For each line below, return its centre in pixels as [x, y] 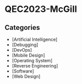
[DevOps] [22, 50]
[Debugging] [25, 45]
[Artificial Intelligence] [35, 39]
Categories [22, 28]
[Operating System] [32, 60]
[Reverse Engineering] [35, 66]
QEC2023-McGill [41, 9]
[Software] [23, 71]
